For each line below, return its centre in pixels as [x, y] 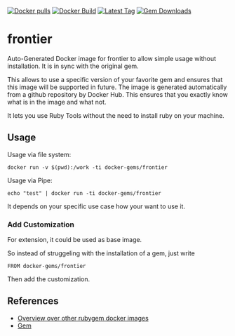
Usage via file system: [39, 154]
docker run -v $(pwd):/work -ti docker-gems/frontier [88, 167]
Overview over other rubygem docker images [83, 318]
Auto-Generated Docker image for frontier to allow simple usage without [112, 58]
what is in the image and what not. [57, 102]
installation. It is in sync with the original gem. [73, 66]
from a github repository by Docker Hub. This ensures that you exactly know [117, 94]
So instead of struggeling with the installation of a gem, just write [101, 253]
